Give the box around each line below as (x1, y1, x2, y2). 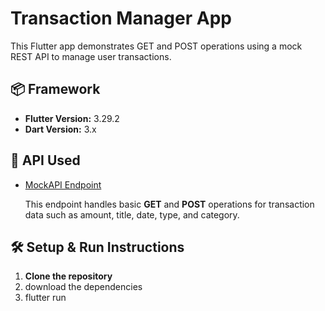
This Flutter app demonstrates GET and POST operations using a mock (10, 40, 303, 52)
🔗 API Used (10, 152, 81, 169)
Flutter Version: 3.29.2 (24, 112, 120, 124)
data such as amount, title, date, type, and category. (24, 208, 240, 221)
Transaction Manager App (10, 7, 232, 30)
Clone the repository (24, 270, 113, 282)
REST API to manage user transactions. (10, 50, 172, 62)
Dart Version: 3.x (24, 123, 97, 135)
